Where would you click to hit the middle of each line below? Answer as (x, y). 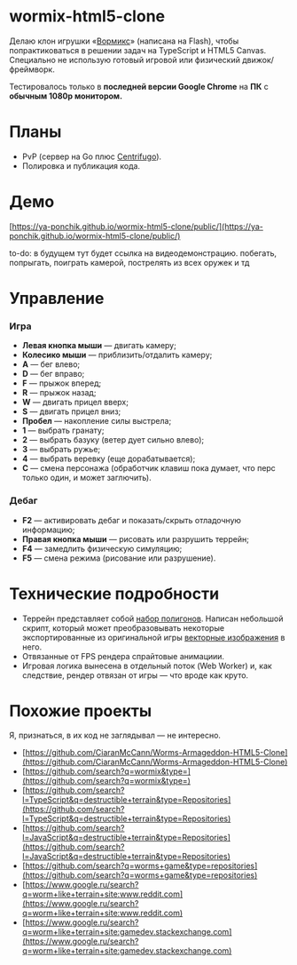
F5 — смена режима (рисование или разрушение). (119, 558)
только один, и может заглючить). (87, 478)
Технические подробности (114, 594)
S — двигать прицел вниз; (71, 411)
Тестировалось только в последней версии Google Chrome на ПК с (139, 86)
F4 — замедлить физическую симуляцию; (102, 548)
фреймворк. (32, 69)
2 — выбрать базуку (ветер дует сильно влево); (113, 440)
